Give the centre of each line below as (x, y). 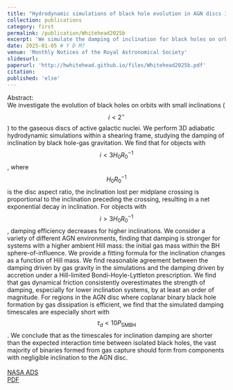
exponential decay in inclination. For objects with (77, 206)
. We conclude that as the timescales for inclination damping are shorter (110, 336)
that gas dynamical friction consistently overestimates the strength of (106, 282)
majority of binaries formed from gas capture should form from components (116, 350)
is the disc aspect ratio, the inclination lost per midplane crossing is (103, 192)
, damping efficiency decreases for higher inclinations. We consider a (106, 231)
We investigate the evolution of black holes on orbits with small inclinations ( (116, 105)
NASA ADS (23, 373)
